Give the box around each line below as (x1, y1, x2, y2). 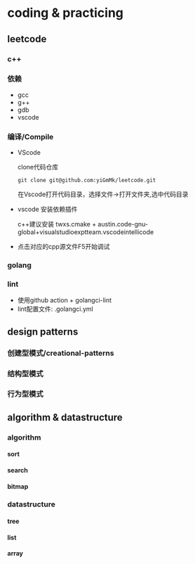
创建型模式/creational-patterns (7, 348, 114, 358)
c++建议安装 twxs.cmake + (17, 220, 97, 229)
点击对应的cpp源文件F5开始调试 (17, 243, 110, 251)
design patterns (7, 326, 79, 338)
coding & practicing (7, 5, 124, 21)
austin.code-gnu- (97, 220, 149, 229)
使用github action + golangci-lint (17, 296, 112, 305)
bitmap (7, 482, 29, 490)
